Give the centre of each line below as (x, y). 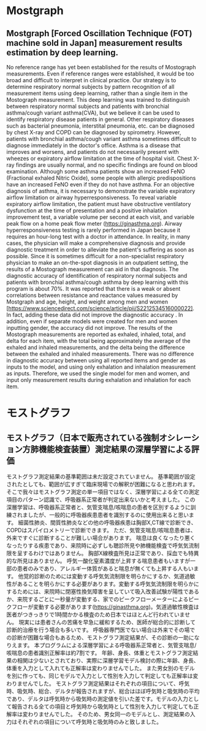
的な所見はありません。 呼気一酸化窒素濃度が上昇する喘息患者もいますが (98, 561)
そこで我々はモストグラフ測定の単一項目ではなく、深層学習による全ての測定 (103, 492)
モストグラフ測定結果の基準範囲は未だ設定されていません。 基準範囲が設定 (101, 476)
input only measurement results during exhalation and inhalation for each (99, 380)
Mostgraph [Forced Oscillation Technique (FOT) (99, 33)
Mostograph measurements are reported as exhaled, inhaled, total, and (96, 334)
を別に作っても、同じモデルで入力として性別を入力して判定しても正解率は (100, 676)
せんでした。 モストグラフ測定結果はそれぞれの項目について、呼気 (106, 683)
